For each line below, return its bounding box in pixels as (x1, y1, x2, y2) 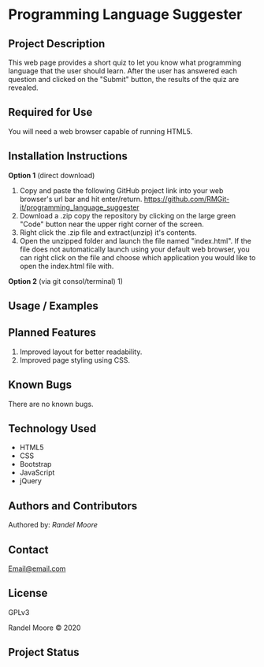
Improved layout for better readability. (19, 347, 143, 356)
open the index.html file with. (19, 261, 114, 270)
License (8, 587, 48, 600)
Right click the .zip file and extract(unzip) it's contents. (19, 227, 197, 237)
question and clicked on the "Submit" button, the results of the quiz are (8, 75, 240, 84)
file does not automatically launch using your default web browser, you (19, 244, 250, 254)
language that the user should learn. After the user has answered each (8, 66, 238, 76)
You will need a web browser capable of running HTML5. (8, 126, 193, 136)
